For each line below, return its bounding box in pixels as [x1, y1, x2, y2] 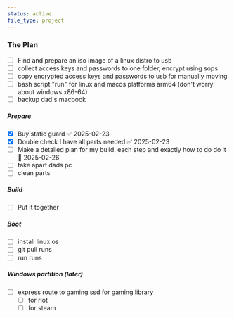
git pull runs [17, 246, 53, 254]
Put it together [17, 203, 60, 212]
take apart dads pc [17, 161, 72, 170]
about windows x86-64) [17, 88, 88, 96]
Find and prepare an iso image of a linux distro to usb [17, 56, 172, 64]
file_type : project [7, 17, 65, 24]
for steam [27, 303, 56, 312]
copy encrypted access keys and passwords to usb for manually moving [17, 72, 228, 80]
